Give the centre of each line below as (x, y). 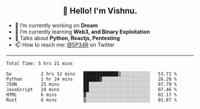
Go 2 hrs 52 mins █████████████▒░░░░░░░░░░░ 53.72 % (92, 74)
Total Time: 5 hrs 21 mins (40, 63)
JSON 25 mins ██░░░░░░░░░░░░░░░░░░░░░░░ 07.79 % (92, 84)
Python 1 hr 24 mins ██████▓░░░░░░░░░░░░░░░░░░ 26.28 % (92, 79)
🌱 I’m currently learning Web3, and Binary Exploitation (82, 32)
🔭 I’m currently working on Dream (56, 25)
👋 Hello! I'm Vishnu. (100, 11)
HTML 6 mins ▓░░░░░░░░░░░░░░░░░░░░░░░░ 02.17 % (92, 95)
